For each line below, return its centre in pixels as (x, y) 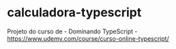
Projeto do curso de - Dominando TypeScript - (72, 31)
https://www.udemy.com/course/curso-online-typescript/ (88, 38)
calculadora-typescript (74, 13)
